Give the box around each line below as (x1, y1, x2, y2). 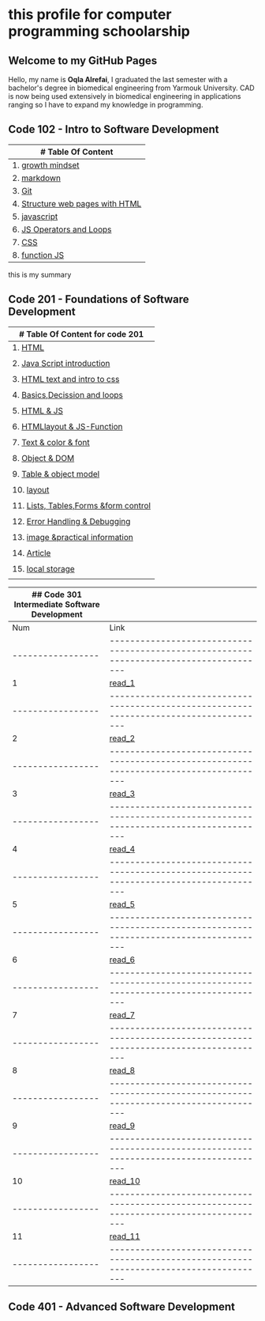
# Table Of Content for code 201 (19, 328, 144, 339)
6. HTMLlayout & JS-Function (12, 421, 124, 432)
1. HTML (12, 342, 45, 353)
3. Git (12, 185, 33, 196)
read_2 (109, 733, 136, 744)
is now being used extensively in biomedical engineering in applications (8, 92, 241, 100)
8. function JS (12, 249, 65, 260)
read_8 (109, 1065, 136, 1076)
